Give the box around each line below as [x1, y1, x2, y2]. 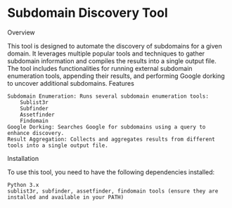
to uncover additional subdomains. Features [7, 79, 135, 87]
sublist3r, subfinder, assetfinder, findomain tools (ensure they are [7, 188, 219, 195]
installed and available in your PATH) [7, 193, 124, 201]
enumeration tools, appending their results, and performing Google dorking [7, 72, 225, 80]
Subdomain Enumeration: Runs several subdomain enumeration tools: [7, 93, 210, 100]
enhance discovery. [7, 129, 65, 136]
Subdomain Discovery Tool [7, 5, 169, 21]
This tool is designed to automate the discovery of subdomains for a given [7, 41, 223, 50]
